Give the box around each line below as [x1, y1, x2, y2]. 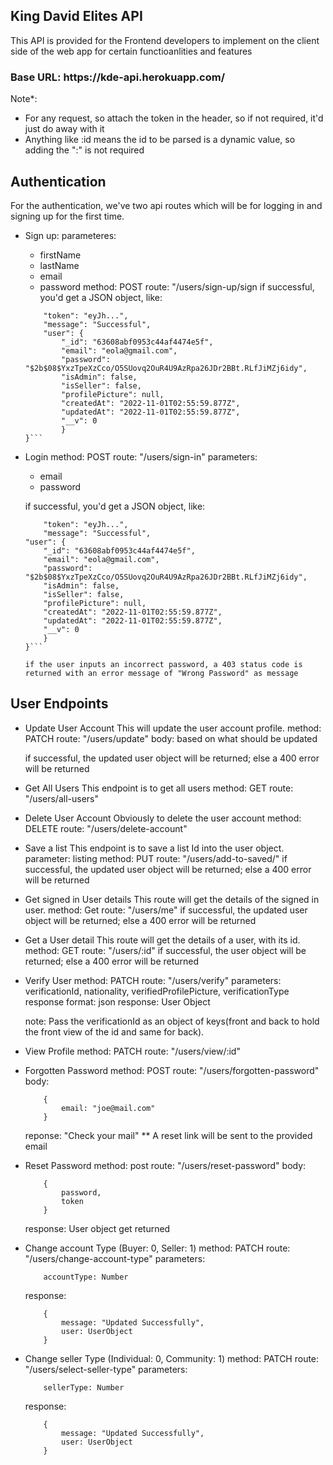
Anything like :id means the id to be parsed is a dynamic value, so [24, 134, 296, 146]
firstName [39, 249, 82, 261]
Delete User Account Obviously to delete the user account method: [24, 812, 302, 824]
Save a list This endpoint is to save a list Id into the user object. [24, 842, 285, 854]
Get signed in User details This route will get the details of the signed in [24, 893, 320, 905]
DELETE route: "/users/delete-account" [24, 822, 188, 834]
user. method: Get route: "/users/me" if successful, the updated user [24, 904, 308, 916]
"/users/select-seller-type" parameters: [24, 1363, 188, 1375]
